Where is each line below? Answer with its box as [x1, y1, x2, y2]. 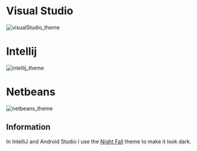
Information [6, 122, 51, 132]
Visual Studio [6, 4, 74, 18]
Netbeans [6, 85, 56, 99]
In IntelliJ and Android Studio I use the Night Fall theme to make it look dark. [6, 138, 192, 145]
